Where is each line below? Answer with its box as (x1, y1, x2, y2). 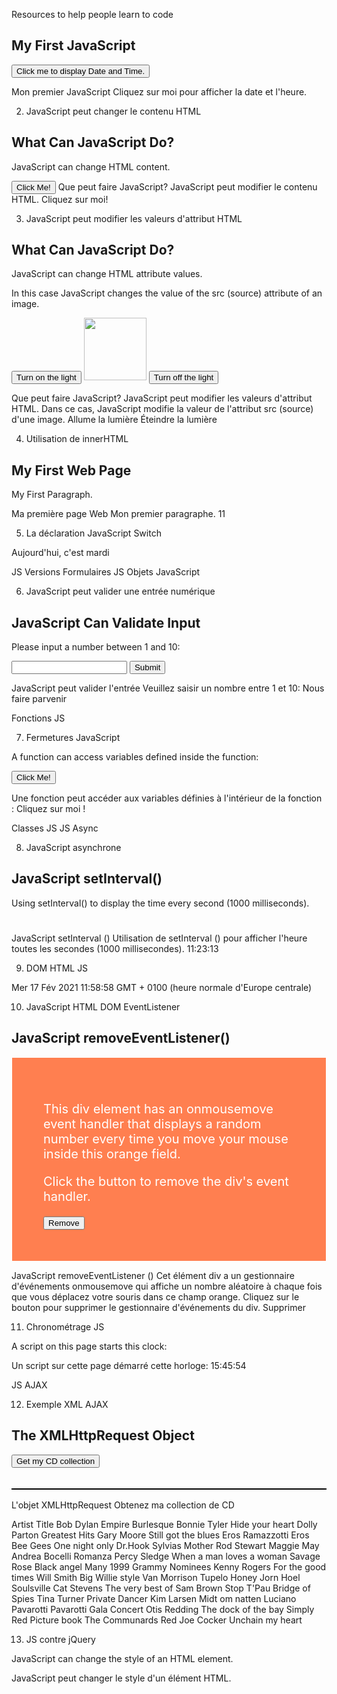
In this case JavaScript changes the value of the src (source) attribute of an (11, 287, 323, 299)
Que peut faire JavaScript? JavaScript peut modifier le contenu (57, 180, 318, 193)
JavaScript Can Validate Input (11, 614, 201, 631)
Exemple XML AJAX (25, 1398, 109, 1410)
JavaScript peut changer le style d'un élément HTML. (11, 1672, 232, 1684)
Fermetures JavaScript (25, 732, 121, 744)
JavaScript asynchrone (25, 842, 122, 854)
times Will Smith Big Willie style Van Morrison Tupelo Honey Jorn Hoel (11, 1571, 301, 1583)
